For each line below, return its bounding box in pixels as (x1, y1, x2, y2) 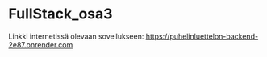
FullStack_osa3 (8, 5, 113, 23)
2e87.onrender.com (8, 39, 73, 49)
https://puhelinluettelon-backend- (145, 31, 259, 41)
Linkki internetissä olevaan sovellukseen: (8, 31, 144, 41)
